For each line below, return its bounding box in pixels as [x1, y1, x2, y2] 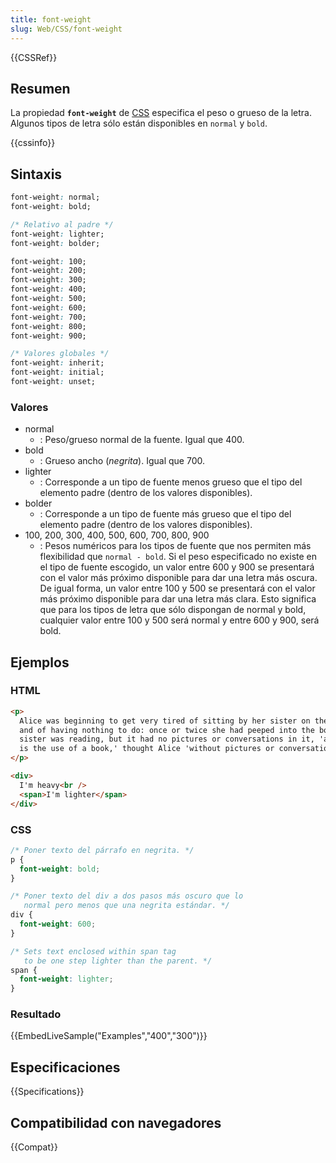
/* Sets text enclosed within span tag [10, 946, 177, 956]
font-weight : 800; [10, 321, 87, 331]
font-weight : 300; [10, 275, 87, 285]
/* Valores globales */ [10, 349, 110, 359]
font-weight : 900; [10, 331, 87, 341]
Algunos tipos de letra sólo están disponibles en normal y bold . [10, 117, 268, 130]
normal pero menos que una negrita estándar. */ [23, 901, 230, 911]
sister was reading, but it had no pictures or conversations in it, [19, 734, 315, 745]
